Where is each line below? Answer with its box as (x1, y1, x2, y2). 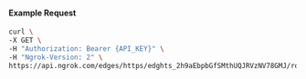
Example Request (8, 7, 77, 18)
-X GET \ (8, 36, 42, 45)
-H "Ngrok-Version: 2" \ (8, 53, 103, 62)
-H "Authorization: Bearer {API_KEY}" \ (8, 44, 165, 54)
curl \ (8, 27, 34, 36)
